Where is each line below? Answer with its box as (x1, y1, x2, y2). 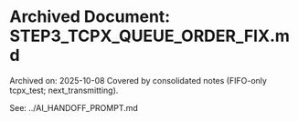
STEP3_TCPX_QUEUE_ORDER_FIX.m (9, 25, 291, 46)
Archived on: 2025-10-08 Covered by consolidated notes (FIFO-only (9, 75, 268, 86)
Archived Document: (9, 6, 171, 27)
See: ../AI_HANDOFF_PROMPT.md (9, 102, 139, 113)
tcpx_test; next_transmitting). (9, 85, 119, 96)
